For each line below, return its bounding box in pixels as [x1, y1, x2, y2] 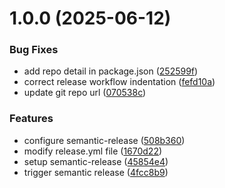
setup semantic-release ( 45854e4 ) [23, 155, 169, 167]
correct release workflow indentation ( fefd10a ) [23, 76, 216, 88]
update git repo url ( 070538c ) [23, 87, 147, 99]
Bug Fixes [9, 43, 59, 57]
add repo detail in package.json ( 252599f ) [23, 65, 199, 77]
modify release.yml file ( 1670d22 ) [23, 145, 163, 157]
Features [9, 112, 54, 126]
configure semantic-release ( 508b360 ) [23, 134, 186, 146]
